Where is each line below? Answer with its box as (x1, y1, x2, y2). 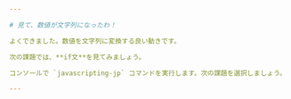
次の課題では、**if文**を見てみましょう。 (9, 52, 146, 62)
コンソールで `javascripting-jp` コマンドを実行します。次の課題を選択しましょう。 (9, 68, 287, 78)
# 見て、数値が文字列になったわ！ (9, 20, 117, 29)
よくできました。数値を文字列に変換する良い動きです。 (9, 36, 181, 45)
